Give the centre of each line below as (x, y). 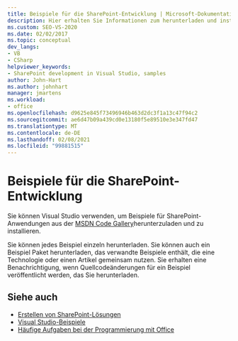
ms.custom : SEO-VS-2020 (42, 27)
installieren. (24, 231)
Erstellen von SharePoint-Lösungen (69, 314)
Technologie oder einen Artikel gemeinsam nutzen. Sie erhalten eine (107, 260)
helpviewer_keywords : (39, 67)
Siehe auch (33, 297)
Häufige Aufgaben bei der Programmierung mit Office (96, 329)
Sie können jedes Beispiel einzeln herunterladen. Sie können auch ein (109, 245)
